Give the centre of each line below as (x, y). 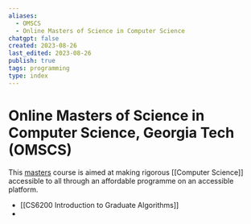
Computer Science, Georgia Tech (121, 133)
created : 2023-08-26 (43, 46)
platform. (23, 189)
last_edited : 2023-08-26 (50, 53)
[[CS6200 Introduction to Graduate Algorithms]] (99, 205)
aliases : (23, 16)
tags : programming (39, 68)
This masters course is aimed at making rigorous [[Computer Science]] (126, 172)
